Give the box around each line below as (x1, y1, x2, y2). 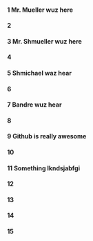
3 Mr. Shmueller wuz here (7, 37, 83, 45)
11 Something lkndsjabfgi (7, 163, 81, 172)
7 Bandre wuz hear (7, 100, 62, 109)
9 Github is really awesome (7, 132, 87, 141)
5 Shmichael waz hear (7, 69, 72, 77)
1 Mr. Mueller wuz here (7, 6, 74, 14)
